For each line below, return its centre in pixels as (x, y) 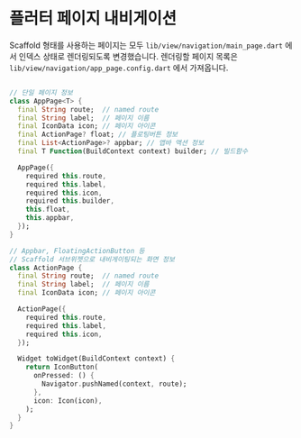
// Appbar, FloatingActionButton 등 (78, 251)
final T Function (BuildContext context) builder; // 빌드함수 (133, 151)
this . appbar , (50, 218)
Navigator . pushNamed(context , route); (114, 384)
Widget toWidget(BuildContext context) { (96, 359)
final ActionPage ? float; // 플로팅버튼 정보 (98, 135)
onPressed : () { (64, 376)
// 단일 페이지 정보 (41, 92)
